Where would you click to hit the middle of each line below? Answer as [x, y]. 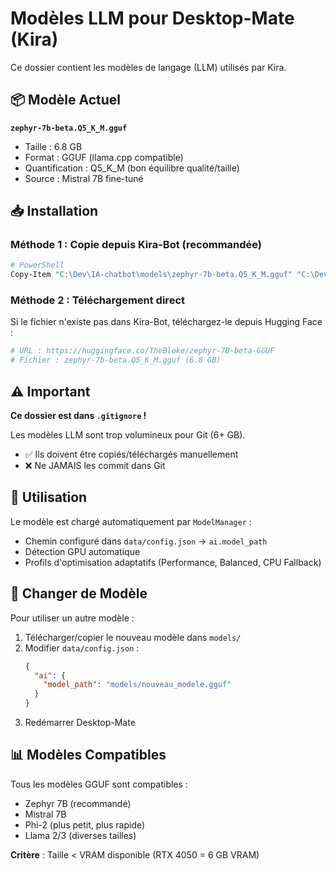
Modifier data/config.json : [82, 648]
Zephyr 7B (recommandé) [78, 803]
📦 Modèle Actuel [65, 100]
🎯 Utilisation [49, 497]
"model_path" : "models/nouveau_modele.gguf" [137, 685]
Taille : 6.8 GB [53, 146]
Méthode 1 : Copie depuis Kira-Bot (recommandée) [136, 245]
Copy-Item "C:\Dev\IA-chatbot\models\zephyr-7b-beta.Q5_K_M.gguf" [151, 275]
